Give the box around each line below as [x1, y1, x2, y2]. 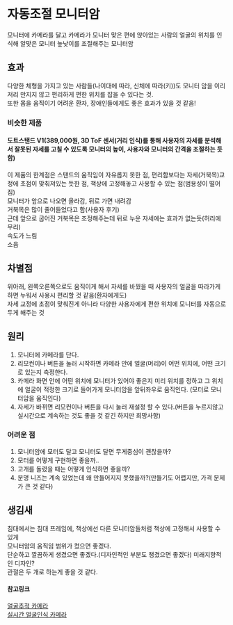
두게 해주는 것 [7, 308, 45, 316]
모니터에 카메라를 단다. [17, 350, 79, 359]
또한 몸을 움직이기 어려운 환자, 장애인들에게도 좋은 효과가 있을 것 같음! [7, 99, 196, 107]
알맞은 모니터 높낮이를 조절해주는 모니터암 [19, 39, 134, 47]
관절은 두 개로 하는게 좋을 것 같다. [7, 567, 98, 576]
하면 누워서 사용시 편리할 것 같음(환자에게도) [7, 291, 127, 299]
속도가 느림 [7, 231, 38, 240]
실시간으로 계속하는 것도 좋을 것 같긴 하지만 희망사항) [17, 411, 161, 419]
